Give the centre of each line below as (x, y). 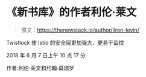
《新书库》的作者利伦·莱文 (71, 12)
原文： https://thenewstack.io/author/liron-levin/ (80, 30)
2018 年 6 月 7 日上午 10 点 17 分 (46, 55)
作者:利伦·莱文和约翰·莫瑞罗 (40, 68)
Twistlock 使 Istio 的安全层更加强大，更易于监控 (65, 42)
